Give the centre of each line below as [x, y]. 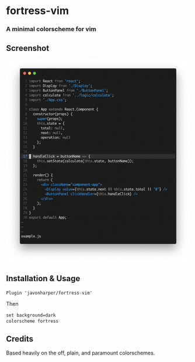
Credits [20, 339]
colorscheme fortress [32, 321]
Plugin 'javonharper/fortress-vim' [49, 293]
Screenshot [28, 48]
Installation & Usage [43, 279]
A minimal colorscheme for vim [51, 29]
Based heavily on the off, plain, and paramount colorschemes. [81, 353]
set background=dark [31, 315]
